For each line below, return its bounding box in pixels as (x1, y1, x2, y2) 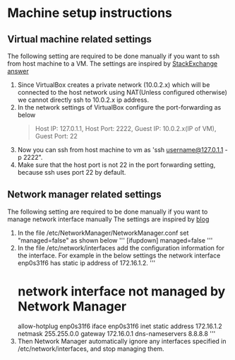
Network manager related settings (7, 189, 162, 201)
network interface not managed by (17, 284, 226, 299)
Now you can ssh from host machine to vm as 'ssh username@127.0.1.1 (17, 146, 224, 153)
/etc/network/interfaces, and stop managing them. (17, 344, 164, 353)
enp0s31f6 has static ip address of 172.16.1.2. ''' (17, 258, 156, 267)
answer (7, 67, 30, 75)
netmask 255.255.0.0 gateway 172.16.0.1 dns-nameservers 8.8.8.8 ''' (17, 329, 216, 337)
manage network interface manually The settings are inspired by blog (7, 214, 210, 223)
